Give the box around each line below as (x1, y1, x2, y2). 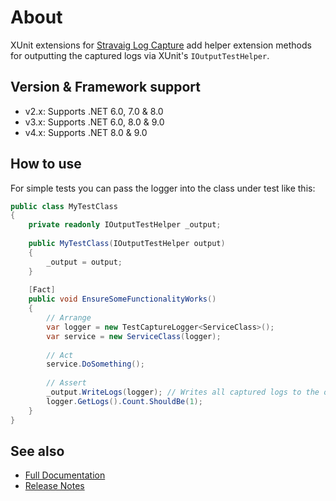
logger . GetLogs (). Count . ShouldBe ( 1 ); (46, 396, 203, 406)
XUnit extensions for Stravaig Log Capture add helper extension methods (10, 39, 312, 51)
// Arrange (46, 313, 92, 323)
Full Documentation (24, 469, 106, 481)
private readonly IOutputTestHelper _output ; (28, 220, 222, 230)
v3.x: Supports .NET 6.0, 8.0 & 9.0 (24, 116, 165, 128)
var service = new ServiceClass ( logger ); (46, 331, 222, 341)
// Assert (46, 378, 87, 388)
